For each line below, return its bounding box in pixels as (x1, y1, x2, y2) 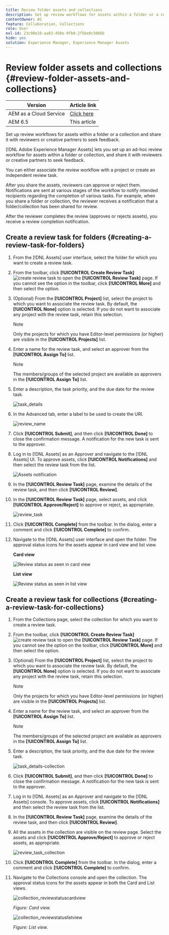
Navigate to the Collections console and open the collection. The (13, 875, 147, 881)
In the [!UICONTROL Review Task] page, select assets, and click (13, 496, 147, 502)
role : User (6, 26, 29, 31)
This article (70, 118, 96, 125)
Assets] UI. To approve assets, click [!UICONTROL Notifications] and (13, 456, 157, 462)
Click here (70, 110, 94, 117)
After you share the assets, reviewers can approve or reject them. (6, 182, 141, 188)
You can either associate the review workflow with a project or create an (6, 167, 155, 173)
